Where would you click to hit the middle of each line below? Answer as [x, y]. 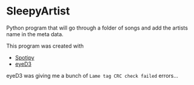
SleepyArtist [38, 11]
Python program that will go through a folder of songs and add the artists [97, 28]
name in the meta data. [35, 34]
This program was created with [45, 46]
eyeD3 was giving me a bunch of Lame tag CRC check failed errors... [92, 75]
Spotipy [24, 57]
